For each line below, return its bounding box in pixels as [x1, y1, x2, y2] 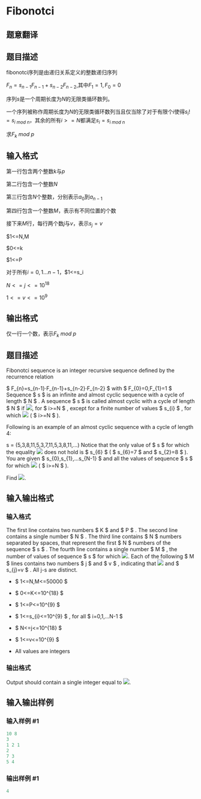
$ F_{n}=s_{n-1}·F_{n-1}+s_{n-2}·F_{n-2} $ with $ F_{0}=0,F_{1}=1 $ [6, 385, 172, 392]
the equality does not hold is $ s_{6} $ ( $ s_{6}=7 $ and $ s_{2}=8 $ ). [6, 448, 188, 455]
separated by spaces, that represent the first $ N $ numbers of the [6, 539, 171, 546]
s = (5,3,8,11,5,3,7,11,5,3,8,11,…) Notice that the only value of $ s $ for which [6, 441, 190, 448]
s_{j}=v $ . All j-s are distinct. [6, 566, 78, 573]
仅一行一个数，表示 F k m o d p [6, 330, 77, 338]
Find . [6, 474, 26, 481]
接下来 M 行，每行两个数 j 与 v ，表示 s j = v [6, 220, 103, 229]
